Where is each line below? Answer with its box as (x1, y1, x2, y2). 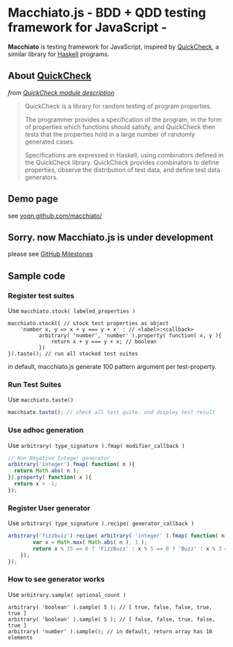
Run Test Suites (8, 379, 62, 389)
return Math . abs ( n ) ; (14, 467, 80, 474)
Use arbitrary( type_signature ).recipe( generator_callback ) (8, 519, 194, 528)
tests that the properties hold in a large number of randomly (24, 130, 196, 138)
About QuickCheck (8, 70, 92, 82)
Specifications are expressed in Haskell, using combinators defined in (24, 150, 224, 159)
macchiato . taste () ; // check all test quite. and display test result (8, 409, 216, 416)
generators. (24, 173, 58, 181)
